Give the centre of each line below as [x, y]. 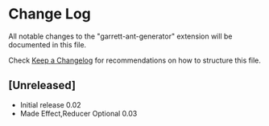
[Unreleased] [42, 85]
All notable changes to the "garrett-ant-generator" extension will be [120, 36]
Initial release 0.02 [51, 104]
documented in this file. [48, 44]
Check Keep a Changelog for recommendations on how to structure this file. [135, 60]
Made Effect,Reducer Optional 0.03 [79, 113]
